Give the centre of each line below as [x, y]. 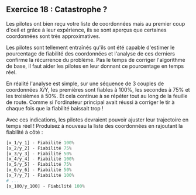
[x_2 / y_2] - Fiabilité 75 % [39, 148]
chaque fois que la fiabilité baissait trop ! [55, 108]
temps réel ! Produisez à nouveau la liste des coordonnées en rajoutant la [94, 126]
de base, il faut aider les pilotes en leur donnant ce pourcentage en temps [95, 66]
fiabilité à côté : [25, 132]
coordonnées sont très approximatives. [53, 36]
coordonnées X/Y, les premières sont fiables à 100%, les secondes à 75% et [98, 89]
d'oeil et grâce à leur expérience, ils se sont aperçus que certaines [86, 30]
